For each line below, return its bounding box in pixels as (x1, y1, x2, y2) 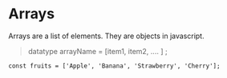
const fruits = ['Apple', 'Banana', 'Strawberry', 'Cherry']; (8, 61, 221, 70)
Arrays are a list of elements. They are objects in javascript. (8, 31, 205, 41)
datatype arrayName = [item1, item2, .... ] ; (27, 46, 168, 56)
